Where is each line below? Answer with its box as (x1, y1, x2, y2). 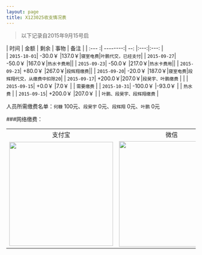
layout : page (6, 8, 39, 15)
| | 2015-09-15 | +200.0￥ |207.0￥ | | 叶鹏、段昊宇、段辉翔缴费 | (11, 90, 159, 97)
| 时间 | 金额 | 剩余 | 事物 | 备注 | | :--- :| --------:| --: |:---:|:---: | (6, 45, 164, 52)
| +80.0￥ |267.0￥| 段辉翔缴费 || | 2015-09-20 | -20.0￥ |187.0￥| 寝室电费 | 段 (19, 67, 193, 74)
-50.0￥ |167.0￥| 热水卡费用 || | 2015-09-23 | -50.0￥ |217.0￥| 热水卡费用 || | (6, 60, 179, 67)
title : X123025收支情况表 (6, 14, 67, 20)
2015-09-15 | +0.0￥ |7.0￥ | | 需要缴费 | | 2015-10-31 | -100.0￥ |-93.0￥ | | (6, 82, 182, 89)
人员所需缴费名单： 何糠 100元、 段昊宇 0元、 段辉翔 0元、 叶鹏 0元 (6, 102, 161, 110)
